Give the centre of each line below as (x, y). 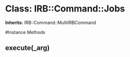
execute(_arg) (28, 48)
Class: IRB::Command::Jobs (65, 9)
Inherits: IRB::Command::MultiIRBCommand (51, 22)
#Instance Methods (25, 32)
